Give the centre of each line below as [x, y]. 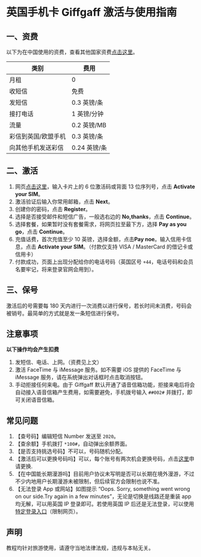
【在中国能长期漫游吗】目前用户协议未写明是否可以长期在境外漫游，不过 [104, 474]
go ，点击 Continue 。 [41, 232]
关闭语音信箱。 [39, 400]
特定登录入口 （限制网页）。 [48, 511]
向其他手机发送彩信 [37, 148]
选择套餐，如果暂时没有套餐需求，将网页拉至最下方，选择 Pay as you [101, 224]
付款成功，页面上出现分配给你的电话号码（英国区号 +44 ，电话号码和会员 [104, 262]
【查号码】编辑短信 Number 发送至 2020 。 [67, 436]
